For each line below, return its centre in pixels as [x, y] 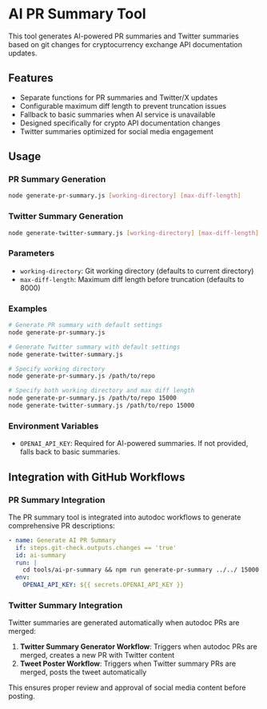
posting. [22, 696]
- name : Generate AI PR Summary [62, 540]
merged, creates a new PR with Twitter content [97, 655]
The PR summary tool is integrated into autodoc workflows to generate [125, 517]
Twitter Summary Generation [66, 217]
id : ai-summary [41, 555]
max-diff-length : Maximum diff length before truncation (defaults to [132, 279]
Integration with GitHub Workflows [97, 477]
